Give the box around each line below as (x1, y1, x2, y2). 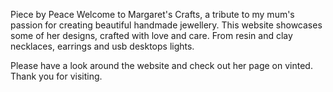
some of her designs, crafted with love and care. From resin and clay (10, 30, 293, 41)
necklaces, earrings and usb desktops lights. (10, 40, 195, 52)
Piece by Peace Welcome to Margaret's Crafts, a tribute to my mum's (10, 9, 295, 20)
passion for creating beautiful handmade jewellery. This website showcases (10, 19, 323, 31)
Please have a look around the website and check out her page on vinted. (10, 60, 313, 71)
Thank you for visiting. (10, 70, 103, 82)
